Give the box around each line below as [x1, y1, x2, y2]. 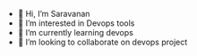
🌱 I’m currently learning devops [17, 28, 134, 37]
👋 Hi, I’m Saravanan [17, 9, 90, 19]
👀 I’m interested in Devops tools [17, 18, 135, 28]
